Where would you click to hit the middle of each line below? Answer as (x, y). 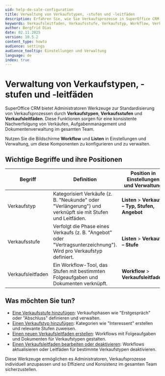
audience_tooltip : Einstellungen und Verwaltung (56, 51)
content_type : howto (26, 42)
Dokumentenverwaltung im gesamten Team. (50, 129)
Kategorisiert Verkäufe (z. (83, 194)
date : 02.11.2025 (23, 32)
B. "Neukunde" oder (76, 200)
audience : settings (25, 46)
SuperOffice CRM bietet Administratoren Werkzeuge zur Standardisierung (80, 108)
